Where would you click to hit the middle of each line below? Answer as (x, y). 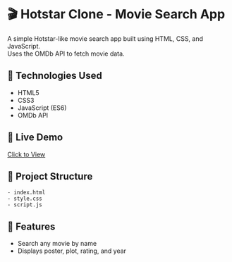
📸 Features (31, 226)
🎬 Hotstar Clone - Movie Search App (116, 14)
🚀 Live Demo (35, 138)
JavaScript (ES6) (42, 108)
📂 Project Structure (50, 176)
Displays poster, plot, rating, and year (72, 251)
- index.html (26, 193)
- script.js (25, 205)
